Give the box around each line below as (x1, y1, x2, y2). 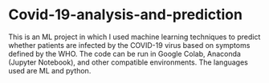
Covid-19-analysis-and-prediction (8, 6, 243, 24)
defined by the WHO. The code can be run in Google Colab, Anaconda (8, 49, 241, 58)
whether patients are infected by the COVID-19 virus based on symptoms (8, 40, 251, 49)
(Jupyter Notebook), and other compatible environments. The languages (8, 57, 249, 67)
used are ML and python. (8, 65, 92, 75)
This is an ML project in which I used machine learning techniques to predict (8, 32, 261, 41)
